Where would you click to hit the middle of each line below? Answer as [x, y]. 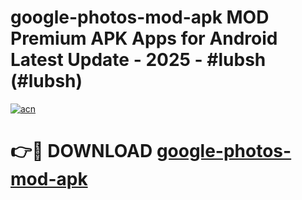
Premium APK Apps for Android [144, 38]
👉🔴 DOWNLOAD [81, 151]
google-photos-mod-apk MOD [140, 17]
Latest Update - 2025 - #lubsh [138, 60]
